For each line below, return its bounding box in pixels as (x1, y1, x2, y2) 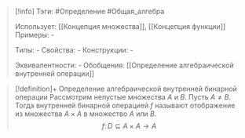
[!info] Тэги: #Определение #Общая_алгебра (14, 7, 165, 16)
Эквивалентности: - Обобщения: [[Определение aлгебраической (14, 60, 234, 70)
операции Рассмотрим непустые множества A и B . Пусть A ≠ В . (14, 93, 232, 101)
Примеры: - (14, 31, 55, 39)
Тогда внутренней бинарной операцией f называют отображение (14, 101, 236, 110)
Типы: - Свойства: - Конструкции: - (14, 45, 134, 54)
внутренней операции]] (14, 69, 95, 78)
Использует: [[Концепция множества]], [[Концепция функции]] (14, 22, 226, 31)
